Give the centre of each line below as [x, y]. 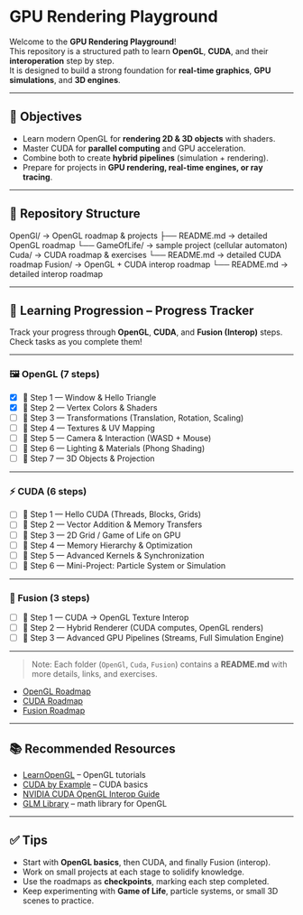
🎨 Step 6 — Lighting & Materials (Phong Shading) [114, 448]
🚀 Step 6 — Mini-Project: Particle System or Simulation [124, 565]
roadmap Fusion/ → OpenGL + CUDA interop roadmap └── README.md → [149, 264]
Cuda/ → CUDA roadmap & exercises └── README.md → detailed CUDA [145, 254]
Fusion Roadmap [54, 711]
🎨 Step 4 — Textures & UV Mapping [88, 428]
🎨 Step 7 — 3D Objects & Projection [88, 458]
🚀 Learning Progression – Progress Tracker [132, 310]
